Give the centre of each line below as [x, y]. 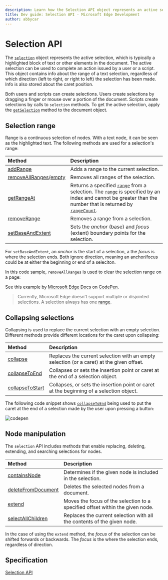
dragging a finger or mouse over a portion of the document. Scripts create [82, 99]
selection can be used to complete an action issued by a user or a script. [80, 69]
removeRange [24, 219]
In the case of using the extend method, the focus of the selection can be [80, 534]
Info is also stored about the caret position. [49, 84]
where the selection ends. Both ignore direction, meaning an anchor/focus [82, 257]
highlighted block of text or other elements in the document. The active [78, 63]
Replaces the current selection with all [108, 515]
